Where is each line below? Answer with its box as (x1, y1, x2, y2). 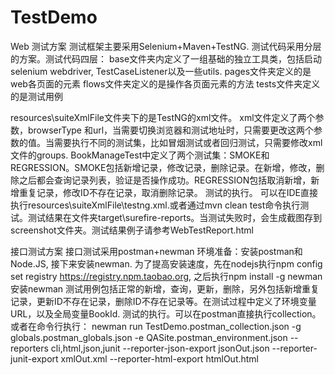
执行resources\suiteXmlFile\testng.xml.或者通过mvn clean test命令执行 (10, 199, 301, 211)
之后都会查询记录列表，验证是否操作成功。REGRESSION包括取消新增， (18, 174, 312, 186)
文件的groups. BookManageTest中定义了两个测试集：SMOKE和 (10, 149, 270, 161)
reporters (10, 342, 49, 354)
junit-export (10, 352, 59, 365)
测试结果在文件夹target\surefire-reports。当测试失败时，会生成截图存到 (27, 211, 323, 223)
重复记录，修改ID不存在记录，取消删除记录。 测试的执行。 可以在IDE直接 (18, 186, 319, 198)
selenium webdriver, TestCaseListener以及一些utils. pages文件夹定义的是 (10, 65, 312, 77)
